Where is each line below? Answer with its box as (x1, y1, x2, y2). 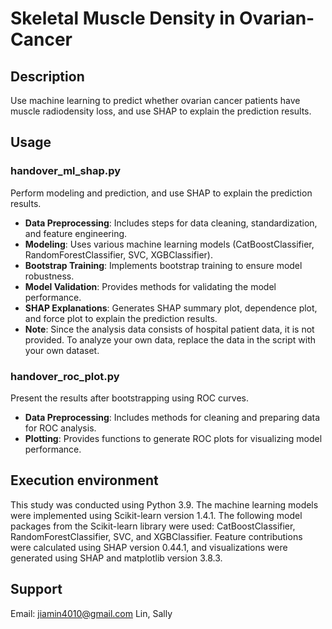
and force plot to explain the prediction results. (24, 312, 218, 324)
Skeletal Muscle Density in (10, 7, 236, 30)
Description (10, 68, 85, 85)
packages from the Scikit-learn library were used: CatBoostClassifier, (10, 520, 296, 532)
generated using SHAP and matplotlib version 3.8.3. (10, 552, 223, 564)
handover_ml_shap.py (10, 164, 122, 178)
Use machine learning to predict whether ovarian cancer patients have (10, 95, 301, 106)
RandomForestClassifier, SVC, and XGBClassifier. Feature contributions (10, 530, 303, 542)
